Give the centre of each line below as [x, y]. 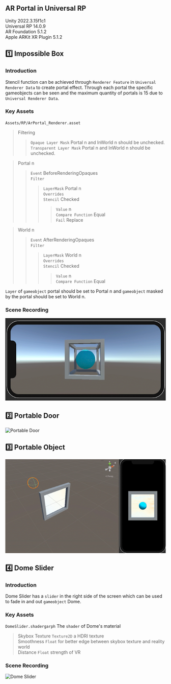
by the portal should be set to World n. [46, 296]
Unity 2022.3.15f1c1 [25, 20]
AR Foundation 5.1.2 [26, 31]
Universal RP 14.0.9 [25, 26]
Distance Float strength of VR [49, 652]
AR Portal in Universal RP [46, 8]
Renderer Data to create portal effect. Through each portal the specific [79, 87]
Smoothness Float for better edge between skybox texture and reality [91, 641]
